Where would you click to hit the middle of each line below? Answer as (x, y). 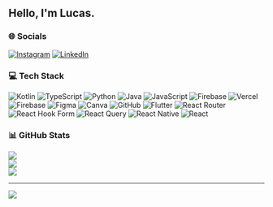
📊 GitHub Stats (39, 135)
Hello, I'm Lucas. (52, 13)
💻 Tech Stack (37, 75)
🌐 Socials (28, 37)
